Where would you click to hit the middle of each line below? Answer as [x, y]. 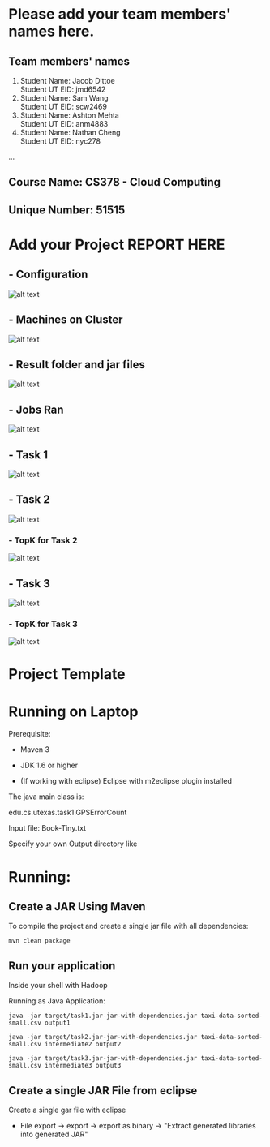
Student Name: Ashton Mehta [69, 115]
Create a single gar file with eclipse [67, 1110]
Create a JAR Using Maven [77, 906]
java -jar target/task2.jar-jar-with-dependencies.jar [103, 1037]
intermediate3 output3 [83, 1066]
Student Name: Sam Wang [64, 98]
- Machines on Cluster [66, 320]
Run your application [62, 966]
